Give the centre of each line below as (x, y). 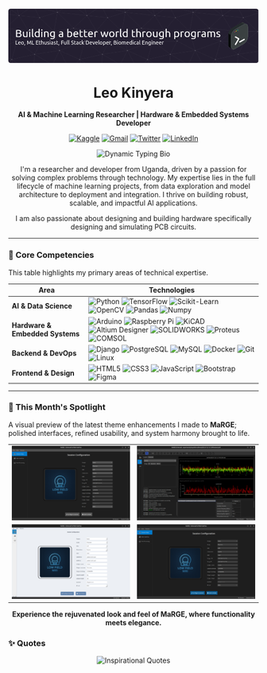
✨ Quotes (27, 643)
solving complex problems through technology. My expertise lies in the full (133, 178)
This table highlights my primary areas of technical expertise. (108, 272)
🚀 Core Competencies (51, 255)
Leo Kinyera (133, 93)
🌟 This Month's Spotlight (57, 407)
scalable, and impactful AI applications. (133, 203)
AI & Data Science (42, 305)
